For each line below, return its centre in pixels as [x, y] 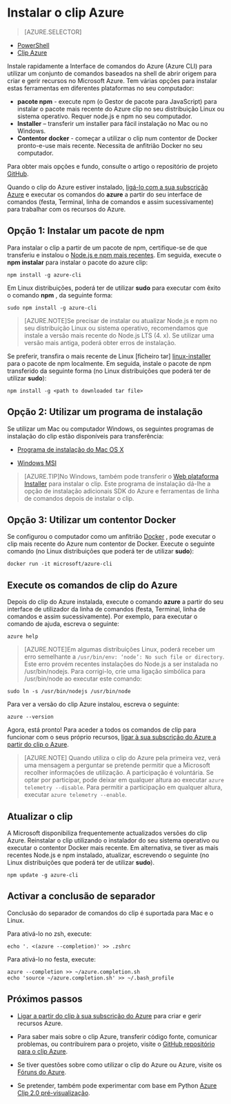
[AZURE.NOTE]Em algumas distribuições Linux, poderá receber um [119, 650]
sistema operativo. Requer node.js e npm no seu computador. [105, 116]
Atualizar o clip [40, 817]
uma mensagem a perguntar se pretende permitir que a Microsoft [117, 765]
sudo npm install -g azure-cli [52, 308]
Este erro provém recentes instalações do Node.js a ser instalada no [121, 664]
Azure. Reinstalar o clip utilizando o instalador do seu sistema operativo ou [113, 840]
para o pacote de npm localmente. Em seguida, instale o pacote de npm [109, 363]
